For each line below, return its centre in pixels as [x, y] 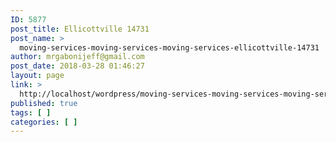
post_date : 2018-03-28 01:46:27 [77, 66]
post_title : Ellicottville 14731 [80, 29]
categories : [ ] [44, 122]
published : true [44, 103]
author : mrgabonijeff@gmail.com [77, 57]
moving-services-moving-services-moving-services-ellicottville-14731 [169, 47]
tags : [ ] [31, 112]
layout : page [37, 76]
